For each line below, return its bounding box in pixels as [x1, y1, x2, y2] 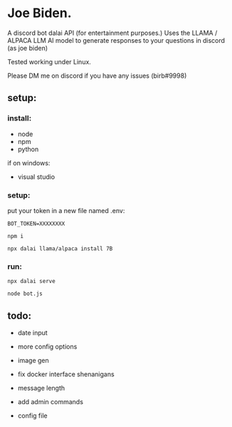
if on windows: [7, 158, 51, 167]
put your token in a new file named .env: [7, 206, 125, 215]
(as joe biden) [7, 43, 48, 52]
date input [17, 329, 48, 337]
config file [17, 411, 48, 420]
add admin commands [17, 398, 84, 406]
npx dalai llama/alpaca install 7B [7, 245, 113, 252]
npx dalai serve [7, 278, 56, 285]
